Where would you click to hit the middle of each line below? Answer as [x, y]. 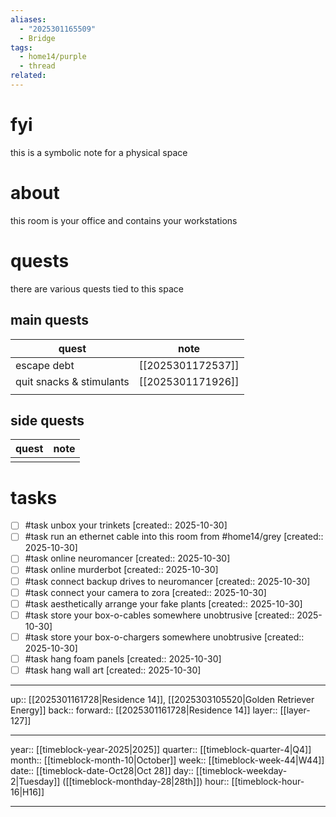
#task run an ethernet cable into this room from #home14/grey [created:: [174, 537]
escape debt [45, 365]
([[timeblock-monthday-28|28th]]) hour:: [146, 781]
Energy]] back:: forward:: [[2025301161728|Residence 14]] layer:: [144, 710]
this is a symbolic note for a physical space [99, 152]
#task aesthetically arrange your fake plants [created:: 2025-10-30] [163, 603]
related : [28, 76]
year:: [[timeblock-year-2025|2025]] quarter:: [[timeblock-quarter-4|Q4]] [161, 749]
